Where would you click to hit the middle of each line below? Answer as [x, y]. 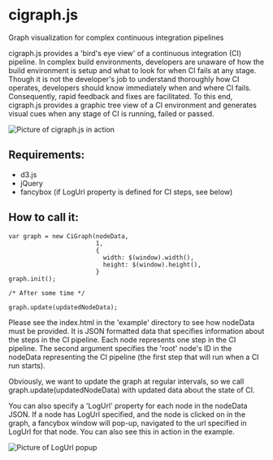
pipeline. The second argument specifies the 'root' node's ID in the [120, 348]
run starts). [27, 365]
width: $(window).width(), [149, 258]
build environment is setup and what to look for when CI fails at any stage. [132, 70]
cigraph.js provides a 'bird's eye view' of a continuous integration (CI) [125, 53]
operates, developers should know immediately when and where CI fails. [130, 88]
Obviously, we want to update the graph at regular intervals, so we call [126, 381]
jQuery [31, 183]
